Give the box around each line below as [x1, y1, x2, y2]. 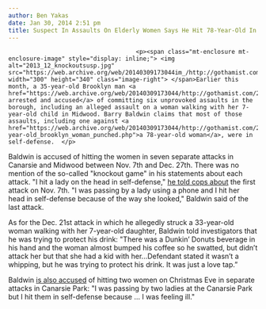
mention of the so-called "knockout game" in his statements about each [8, 169, 243, 178]
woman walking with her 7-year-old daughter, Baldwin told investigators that [8, 227, 257, 236]
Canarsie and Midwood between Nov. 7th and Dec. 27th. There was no [8, 160, 240, 170]
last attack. [8, 203, 44, 212]
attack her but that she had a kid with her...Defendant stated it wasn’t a [8, 251, 239, 261]
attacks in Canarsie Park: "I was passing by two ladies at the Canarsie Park [8, 284, 253, 293]
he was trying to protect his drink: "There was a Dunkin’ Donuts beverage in [8, 235, 256, 244]
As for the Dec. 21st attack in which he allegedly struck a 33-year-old [8, 218, 234, 227]
